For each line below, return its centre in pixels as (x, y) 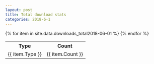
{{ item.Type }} (25, 54)
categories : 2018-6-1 (28, 19)
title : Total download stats (36, 15)
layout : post (19, 10)
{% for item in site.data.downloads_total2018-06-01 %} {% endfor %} (77, 34)
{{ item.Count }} (65, 54)
